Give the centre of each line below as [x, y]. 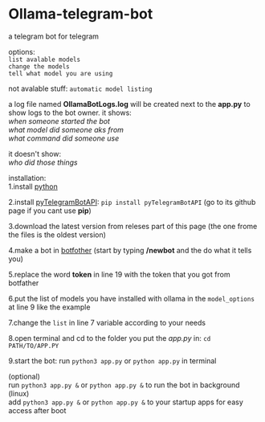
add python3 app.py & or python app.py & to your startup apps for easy [126, 402]
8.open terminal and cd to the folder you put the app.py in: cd [110, 338]
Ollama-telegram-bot [81, 14]
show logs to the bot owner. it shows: [70, 113]
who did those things [43, 162]
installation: [27, 178]
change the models [39, 66]
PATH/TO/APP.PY [34, 346]
